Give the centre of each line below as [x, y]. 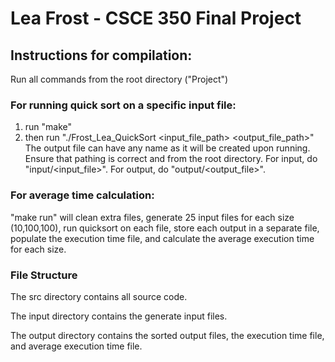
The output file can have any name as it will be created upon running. [167, 148]
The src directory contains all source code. [99, 296]
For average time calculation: [82, 195]
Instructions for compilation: [101, 55]
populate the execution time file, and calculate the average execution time [162, 238]
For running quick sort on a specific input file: [123, 105]
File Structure [44, 275]
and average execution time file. [76, 346]
